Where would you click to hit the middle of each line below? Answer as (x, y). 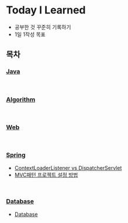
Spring (16, 155)
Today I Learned (46, 10)
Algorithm (21, 99)
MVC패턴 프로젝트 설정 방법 (46, 175)
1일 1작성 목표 (30, 34)
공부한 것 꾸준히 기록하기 (43, 27)
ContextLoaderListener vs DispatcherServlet (68, 168)
